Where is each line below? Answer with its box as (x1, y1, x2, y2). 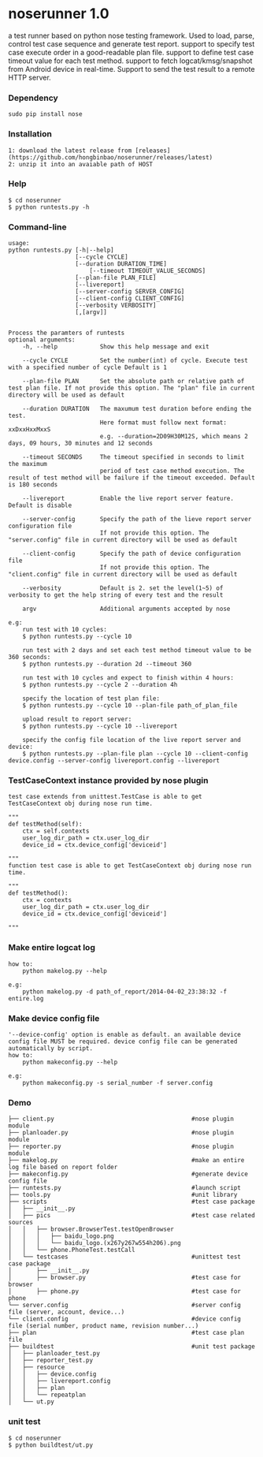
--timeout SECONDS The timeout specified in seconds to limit (22, 453, 245, 461)
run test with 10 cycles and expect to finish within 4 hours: (22, 674, 235, 682)
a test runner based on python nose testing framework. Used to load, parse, (8, 31, 254, 40)
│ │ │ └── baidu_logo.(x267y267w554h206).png (8, 1239, 181, 1247)
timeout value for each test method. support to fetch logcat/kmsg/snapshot (8, 56, 253, 65)
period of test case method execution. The (99, 467, 245, 475)
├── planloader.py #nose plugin (8, 1129, 235, 1137)
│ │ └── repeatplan (8, 1391, 87, 1399)
